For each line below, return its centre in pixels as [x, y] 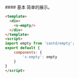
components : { [28, 52]
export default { [23, 48]
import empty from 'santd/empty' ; [40, 44]
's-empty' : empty [40, 57]
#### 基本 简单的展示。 [29, 7]
